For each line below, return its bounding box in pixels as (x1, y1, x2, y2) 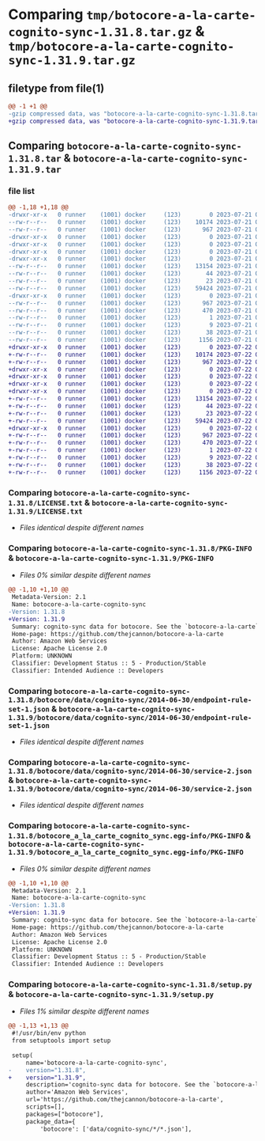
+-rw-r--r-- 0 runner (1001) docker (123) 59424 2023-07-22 (8, 417, 252, 425)
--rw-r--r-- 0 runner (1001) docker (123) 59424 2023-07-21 (8, 284, 252, 292)
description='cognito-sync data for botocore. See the (25, 1081, 211, 1089)
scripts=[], (25, 1103, 65, 1111)
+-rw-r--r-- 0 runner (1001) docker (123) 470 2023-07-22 (8, 439, 252, 447)
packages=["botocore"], (25, 1110, 104, 1118)
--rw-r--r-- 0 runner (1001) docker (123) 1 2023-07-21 (8, 314, 252, 322)
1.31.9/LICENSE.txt (8, 506, 83, 516)
